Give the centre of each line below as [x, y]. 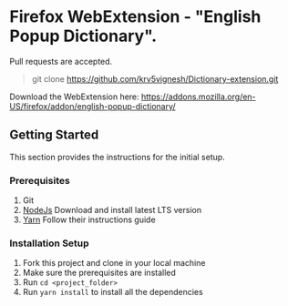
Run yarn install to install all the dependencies [113, 292]
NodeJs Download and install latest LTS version [112, 210]
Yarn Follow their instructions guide [89, 219]
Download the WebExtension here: [74, 97]
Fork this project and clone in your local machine [114, 263]
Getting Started [54, 135]
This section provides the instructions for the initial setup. [117, 157]
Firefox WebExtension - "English [135, 17]
